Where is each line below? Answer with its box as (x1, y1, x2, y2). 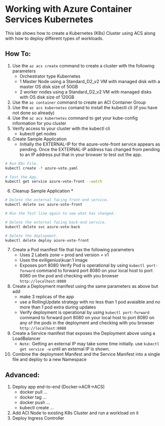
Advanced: (5, 370, 40, 379)
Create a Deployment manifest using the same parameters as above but (12, 283, 159, 289)
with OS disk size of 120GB (19, 94, 75, 100)
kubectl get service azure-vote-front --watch (5, 179, 102, 184)
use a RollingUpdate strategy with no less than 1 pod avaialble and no (19, 299, 161, 305)
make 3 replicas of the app (19, 294, 74, 300)
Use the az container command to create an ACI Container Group (12, 99, 146, 105)
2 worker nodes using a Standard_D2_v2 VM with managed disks (19, 89, 152, 94)
